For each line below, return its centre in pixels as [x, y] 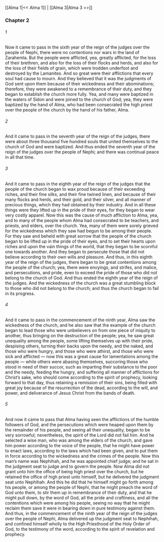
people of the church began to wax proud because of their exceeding [75, 189]
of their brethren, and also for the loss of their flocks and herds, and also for [82, 63]
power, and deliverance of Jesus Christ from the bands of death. [70, 393]
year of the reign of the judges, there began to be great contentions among [81, 262]
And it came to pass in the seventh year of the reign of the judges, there [78, 136]
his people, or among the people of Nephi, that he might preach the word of [82, 487]
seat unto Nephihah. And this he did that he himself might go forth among [79, 482]
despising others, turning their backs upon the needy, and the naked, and [79, 346]
